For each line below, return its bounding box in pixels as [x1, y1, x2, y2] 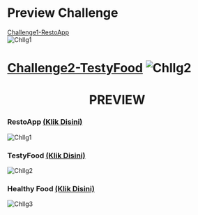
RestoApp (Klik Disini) [7, 117, 83, 127]
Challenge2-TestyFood [7, 60, 143, 76]
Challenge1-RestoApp [7, 28, 70, 36]
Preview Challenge [7, 5, 119, 21]
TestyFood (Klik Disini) [7, 151, 86, 160]
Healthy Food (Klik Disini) [7, 183, 96, 193]
